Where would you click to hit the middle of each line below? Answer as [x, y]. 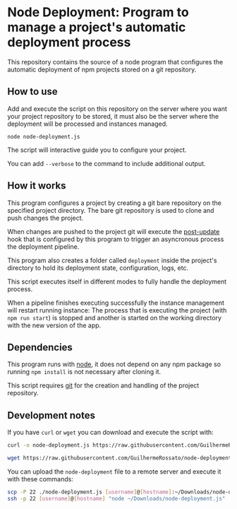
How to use [32, 92]
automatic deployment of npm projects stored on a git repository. [102, 69]
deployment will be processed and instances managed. [87, 124]
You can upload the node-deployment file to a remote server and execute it [114, 472]
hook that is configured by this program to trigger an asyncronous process [116, 239]
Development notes [51, 415]
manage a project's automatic [97, 27]
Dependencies [40, 347]
